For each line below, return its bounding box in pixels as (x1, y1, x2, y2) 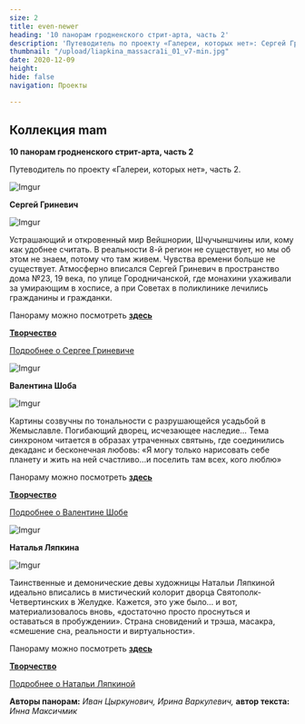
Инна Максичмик (9, 706, 78, 717)
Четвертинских (9, 597, 70, 608)
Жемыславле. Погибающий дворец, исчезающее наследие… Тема (9, 425, 270, 436)
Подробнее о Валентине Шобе (9, 507, 129, 518)
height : (9, 64, 39, 74)
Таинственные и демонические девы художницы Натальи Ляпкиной (9, 578, 275, 589)
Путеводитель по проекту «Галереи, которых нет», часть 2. (9, 164, 241, 175)
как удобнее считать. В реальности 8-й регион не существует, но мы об (9, 244, 291, 255)
